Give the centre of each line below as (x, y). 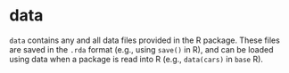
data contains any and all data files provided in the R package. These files (145, 40)
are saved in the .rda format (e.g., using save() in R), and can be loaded (141, 49)
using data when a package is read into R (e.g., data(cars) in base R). (136, 59)
